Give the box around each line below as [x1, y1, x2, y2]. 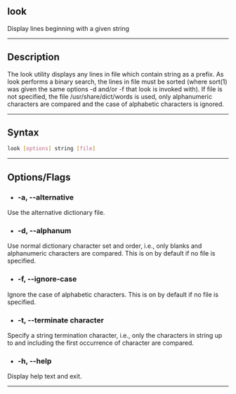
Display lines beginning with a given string [7, 24, 130, 32]
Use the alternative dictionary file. [7, 209, 105, 216]
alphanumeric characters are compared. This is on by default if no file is [7, 249, 216, 258]
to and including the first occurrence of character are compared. [7, 339, 195, 347]
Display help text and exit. [7, 372, 82, 381]
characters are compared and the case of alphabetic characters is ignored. [7, 100, 225, 108]
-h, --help [17, 356, 52, 366]
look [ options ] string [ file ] [7, 145, 96, 152]
